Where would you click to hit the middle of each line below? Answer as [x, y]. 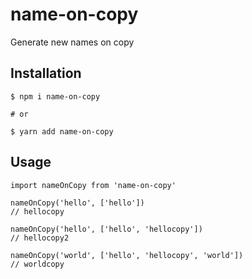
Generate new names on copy [72, 42]
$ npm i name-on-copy [55, 96]
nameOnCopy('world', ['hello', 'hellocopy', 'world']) [127, 255]
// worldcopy [37, 264]
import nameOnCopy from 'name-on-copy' [93, 185]
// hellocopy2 [40, 238]
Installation [46, 73]
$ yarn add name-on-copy [62, 131]
